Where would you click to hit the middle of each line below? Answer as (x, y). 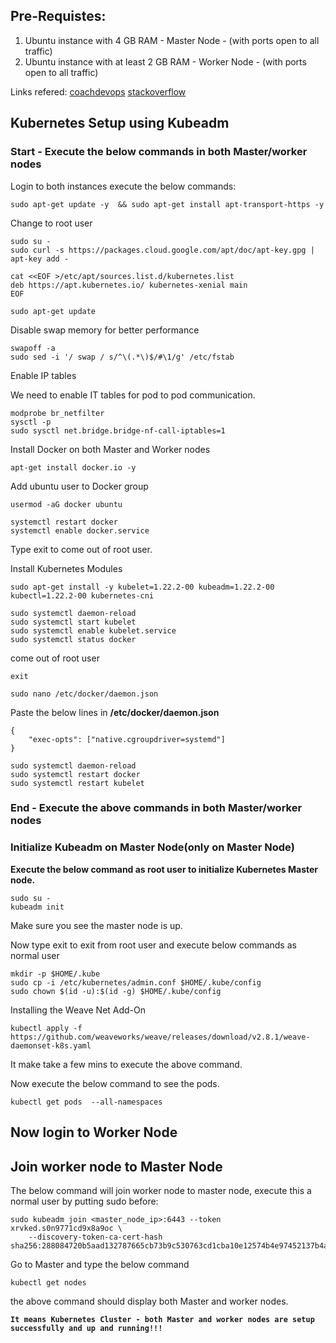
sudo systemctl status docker (73, 639)
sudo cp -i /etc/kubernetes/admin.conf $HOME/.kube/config (136, 982)
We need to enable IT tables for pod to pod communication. (133, 395)
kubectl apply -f (46, 1028)
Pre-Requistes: (58, 16)
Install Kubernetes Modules (66, 568)
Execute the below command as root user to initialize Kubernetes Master (164, 869)
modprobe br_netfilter (57, 413)
